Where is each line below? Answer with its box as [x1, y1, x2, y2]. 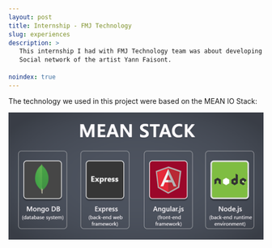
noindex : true [8, 73, 57, 81]
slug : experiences [8, 30, 70, 38]
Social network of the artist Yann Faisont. [19, 56, 172, 64]
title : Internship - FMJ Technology [8, 21, 132, 30]
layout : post [8, 13, 53, 21]
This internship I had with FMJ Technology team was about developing [19, 47, 263, 56]
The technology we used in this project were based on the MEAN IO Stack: [8, 96, 257, 105]
